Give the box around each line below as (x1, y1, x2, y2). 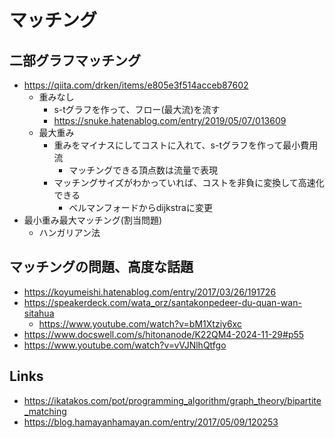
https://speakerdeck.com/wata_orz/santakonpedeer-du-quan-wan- (23, 296, 302, 308)
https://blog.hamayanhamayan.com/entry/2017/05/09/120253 (23, 416, 279, 428)
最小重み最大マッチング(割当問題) (23, 214, 163, 226)
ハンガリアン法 (38, 227, 101, 238)
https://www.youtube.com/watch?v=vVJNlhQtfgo (23, 339, 227, 351)
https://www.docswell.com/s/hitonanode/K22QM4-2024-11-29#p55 (23, 328, 305, 340)
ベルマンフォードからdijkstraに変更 (68, 202, 213, 213)
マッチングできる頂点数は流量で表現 (68, 164, 218, 176)
